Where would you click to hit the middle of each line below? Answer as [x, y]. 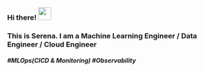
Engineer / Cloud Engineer [52, 44]
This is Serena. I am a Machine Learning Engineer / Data [102, 35]
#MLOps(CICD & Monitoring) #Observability [72, 61]
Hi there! [22, 17]
